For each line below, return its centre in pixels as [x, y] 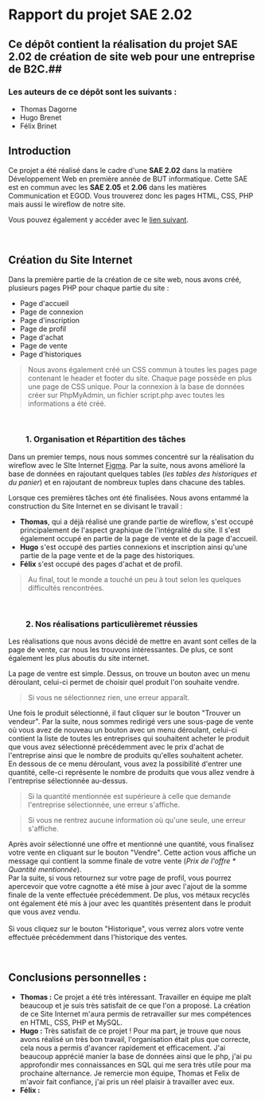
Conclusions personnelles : [78, 978]
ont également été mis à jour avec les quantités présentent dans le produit [130, 903]
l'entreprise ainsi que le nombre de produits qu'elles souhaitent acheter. [126, 756]
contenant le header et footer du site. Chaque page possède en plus [140, 378]
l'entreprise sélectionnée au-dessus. [68, 781]
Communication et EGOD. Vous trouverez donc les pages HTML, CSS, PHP [131, 195]
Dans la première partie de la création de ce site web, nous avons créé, [125, 279]
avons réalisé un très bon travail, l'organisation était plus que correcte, [135, 1039]
